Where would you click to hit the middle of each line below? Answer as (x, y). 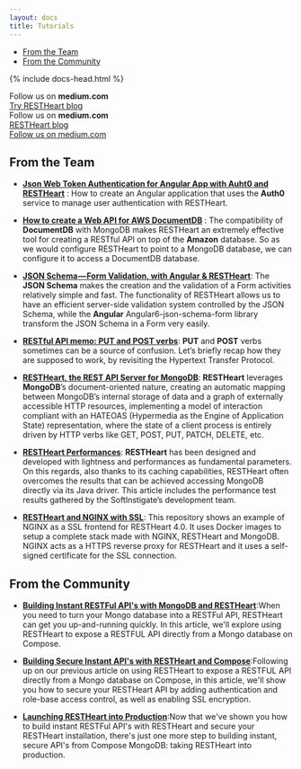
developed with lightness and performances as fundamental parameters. (157, 462)
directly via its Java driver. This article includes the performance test (149, 491)
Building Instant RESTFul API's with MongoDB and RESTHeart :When (151, 605)
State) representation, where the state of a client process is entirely (147, 425)
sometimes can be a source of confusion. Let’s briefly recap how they (151, 350)
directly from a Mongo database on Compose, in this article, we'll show (154, 680)
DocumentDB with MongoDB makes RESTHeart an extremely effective (153, 230)
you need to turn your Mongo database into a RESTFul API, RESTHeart (152, 615)
